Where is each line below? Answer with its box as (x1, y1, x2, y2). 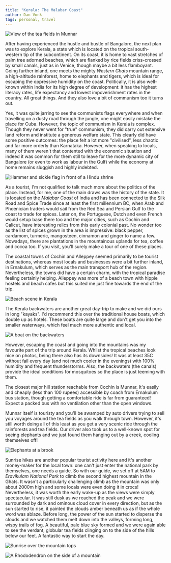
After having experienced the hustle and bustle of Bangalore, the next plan (5, 41, 162, 47)
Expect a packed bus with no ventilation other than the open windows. (5, 400, 153, 407)
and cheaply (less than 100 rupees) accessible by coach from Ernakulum (5, 389, 158, 395)
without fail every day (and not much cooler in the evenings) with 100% (5, 358, 155, 364)
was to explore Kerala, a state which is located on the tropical (5, 46, 134, 52)
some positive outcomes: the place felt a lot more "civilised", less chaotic (5, 137, 159, 143)
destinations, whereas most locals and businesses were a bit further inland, (5, 259, 164, 265)
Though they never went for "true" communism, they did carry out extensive (5, 126, 165, 132)
